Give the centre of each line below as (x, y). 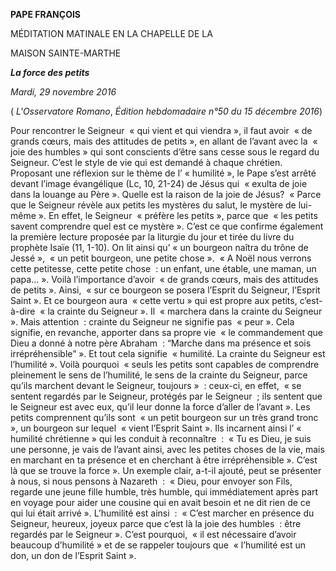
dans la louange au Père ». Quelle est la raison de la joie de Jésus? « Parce (166, 194)
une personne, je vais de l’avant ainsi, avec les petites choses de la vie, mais (167, 449)
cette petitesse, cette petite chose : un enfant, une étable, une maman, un (163, 268)
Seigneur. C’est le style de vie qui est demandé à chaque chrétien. (146, 162)
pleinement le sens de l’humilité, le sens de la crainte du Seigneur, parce (159, 375)
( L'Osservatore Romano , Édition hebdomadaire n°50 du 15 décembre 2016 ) (166, 111)
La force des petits (50, 72)
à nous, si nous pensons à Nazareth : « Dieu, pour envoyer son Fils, (151, 481)
